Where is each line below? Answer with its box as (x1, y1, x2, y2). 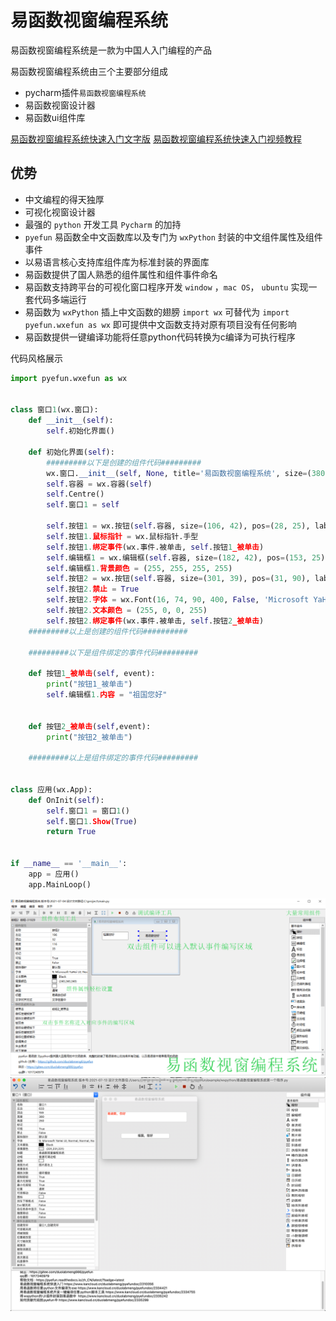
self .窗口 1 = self (46, 500, 120, 510)
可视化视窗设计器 (24, 206, 96, 218)
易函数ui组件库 (24, 111, 86, 123)
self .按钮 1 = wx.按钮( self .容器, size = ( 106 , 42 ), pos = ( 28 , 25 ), (46, 521, 311, 531)
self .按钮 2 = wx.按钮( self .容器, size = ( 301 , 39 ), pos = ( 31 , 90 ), (46, 574, 311, 584)
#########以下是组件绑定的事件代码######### (28, 647, 199, 658)
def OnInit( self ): (28, 795, 105, 805)
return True (46, 827, 97, 837)
